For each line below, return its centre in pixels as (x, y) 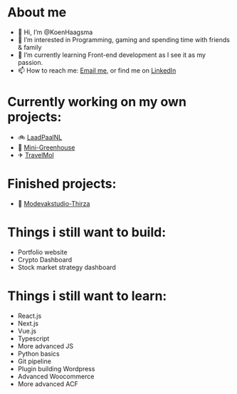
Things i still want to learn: (87, 296)
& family (30, 47)
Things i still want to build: (87, 232)
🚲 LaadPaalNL (40, 137)
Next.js (28, 323)
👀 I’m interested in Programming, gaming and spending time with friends (123, 39)
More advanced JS (46, 346)
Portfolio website (42, 252)
